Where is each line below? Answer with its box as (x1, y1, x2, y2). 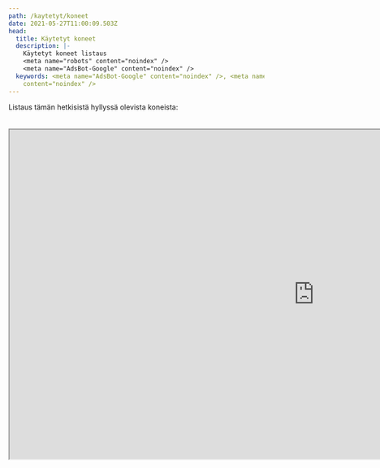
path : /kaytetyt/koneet (8, 11, 89, 20)
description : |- (15, 42, 71, 50)
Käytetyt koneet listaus (23, 49, 107, 58)
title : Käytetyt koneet (15, 34, 96, 43)
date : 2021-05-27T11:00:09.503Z (8, 19, 118, 28)
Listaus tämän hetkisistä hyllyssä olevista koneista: (8, 102, 179, 112)
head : (8, 27, 27, 35)
